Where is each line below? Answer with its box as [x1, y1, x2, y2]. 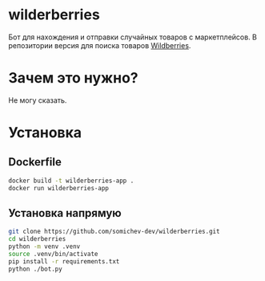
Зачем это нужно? [8, 69, 139, 88]
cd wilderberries [8, 235, 66, 243]
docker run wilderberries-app [8, 184, 110, 192]
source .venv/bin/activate [8, 250, 98, 259]
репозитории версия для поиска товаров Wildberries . [8, 40, 191, 50]
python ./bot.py [8, 265, 62, 273]
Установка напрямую [8, 206, 122, 220]
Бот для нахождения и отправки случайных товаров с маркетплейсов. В [8, 32, 258, 42]
